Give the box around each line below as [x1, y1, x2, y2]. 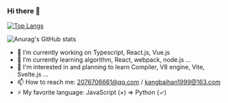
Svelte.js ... [16, 70, 49, 78]
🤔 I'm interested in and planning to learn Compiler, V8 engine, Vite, [16, 63, 205, 71]
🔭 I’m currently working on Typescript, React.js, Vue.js [16, 48, 170, 57]
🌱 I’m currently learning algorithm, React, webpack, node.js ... [16, 56, 191, 64]
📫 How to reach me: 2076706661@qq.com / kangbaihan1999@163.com [16, 78, 221, 87]
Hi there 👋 [7, 6, 41, 16]
